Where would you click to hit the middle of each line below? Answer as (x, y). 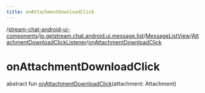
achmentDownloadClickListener (47, 42)
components (22, 36)
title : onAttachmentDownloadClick (50, 12)
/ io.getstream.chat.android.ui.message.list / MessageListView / (115, 36)
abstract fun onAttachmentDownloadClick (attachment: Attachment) (91, 83)
